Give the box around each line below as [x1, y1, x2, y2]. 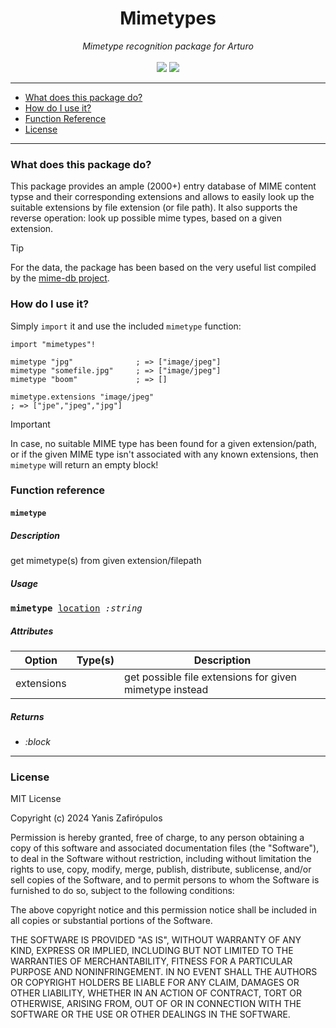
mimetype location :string [10, 602, 143, 614]
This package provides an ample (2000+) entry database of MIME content [10, 180, 317, 192]
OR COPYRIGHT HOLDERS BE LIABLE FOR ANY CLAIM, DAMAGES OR [10, 977, 300, 989]
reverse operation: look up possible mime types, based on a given [10, 212, 282, 224]
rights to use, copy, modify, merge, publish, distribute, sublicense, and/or [10, 863, 312, 876]
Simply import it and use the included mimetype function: [10, 320, 242, 332]
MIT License [10, 793, 62, 805]
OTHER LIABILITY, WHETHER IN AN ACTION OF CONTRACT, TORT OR [10, 987, 302, 999]
